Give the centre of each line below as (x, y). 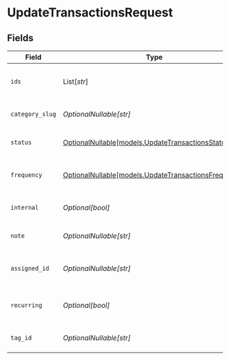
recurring (26, 305)
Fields (21, 38)
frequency (26, 175)
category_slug (34, 114)
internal (25, 207)
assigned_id (30, 268)
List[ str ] (76, 82)
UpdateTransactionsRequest (90, 13)
